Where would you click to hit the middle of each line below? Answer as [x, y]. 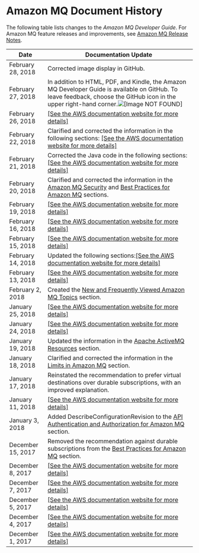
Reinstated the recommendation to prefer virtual [114, 375]
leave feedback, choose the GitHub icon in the [112, 96]
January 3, [24, 420]
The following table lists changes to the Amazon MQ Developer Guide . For [97, 27]
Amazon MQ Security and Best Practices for [108, 187]
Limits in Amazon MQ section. [89, 365]
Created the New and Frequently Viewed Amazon [116, 289]
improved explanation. [78, 390]
